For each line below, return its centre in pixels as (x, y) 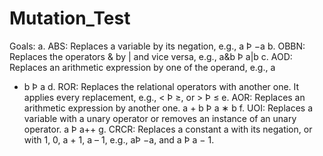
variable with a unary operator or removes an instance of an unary (160, 118)
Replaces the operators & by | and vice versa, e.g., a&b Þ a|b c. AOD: (151, 56)
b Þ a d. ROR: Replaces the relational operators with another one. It (161, 86)
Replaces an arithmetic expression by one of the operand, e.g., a (142, 67)
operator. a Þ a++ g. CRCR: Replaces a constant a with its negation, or (168, 129)
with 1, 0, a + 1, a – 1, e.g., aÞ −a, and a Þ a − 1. (119, 139)
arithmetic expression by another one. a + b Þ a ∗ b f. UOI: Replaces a (168, 108)
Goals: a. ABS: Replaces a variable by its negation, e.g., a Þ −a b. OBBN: (157, 46)
